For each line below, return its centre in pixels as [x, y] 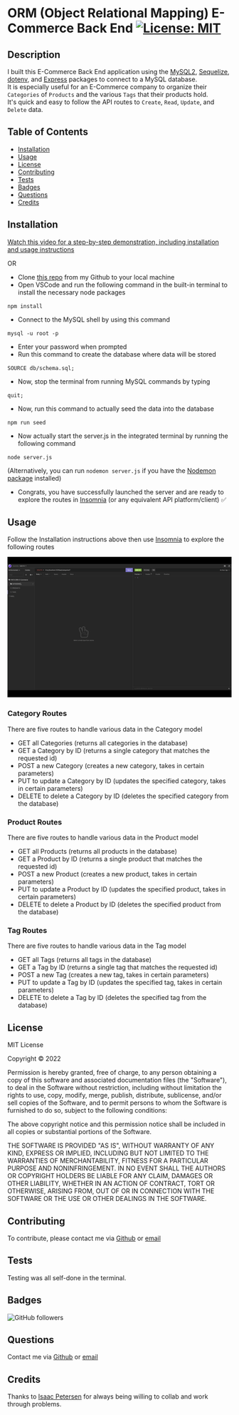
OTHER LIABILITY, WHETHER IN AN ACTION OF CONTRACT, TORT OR [111, 1184]
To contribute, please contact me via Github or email [84, 1238]
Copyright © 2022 [34, 1059]
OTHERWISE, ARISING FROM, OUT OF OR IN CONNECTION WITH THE [111, 1191]
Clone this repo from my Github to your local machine [96, 277]
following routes [31, 547]
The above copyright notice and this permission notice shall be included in [116, 1124]
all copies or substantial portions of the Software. [79, 1132]
